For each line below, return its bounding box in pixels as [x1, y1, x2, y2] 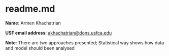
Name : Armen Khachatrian [5, 20, 61, 26]
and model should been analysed [5, 45, 75, 51]
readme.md [5, 3, 55, 15]
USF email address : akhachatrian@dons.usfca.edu [5, 30, 112, 36]
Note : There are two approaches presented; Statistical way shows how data [5, 39, 164, 46]
